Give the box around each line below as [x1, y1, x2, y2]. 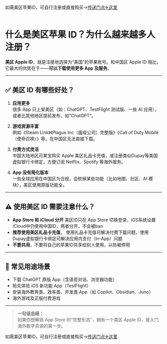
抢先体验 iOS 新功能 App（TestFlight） [12, 283, 91, 289]
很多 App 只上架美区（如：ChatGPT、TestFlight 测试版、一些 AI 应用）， [12, 106, 159, 112]
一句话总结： [17, 311, 44, 317]
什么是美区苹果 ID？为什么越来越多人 [5, 29, 156, 40]
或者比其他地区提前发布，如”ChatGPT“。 [12, 112, 96, 118]
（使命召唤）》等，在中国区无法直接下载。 [12, 135, 98, 141]
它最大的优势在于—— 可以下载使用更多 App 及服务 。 [5, 65, 112, 71]
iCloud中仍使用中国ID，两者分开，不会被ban [12, 223, 103, 229]
